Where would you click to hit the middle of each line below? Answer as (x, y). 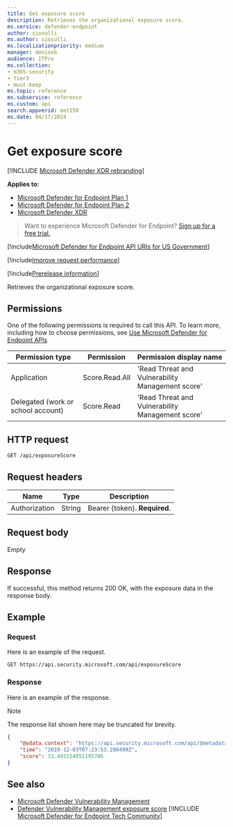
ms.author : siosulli (37, 40)
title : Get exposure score (46, 14)
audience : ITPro (31, 59)
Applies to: (23, 184)
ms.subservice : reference (44, 98)
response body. (29, 595)
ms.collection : (29, 65)
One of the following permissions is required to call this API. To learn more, (114, 325)
